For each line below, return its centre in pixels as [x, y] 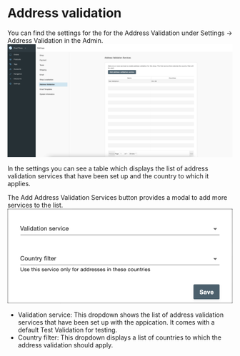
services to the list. [35, 205]
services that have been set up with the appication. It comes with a [116, 322]
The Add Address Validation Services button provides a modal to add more [117, 197]
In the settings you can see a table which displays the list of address [108, 168]
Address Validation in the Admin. [55, 40]
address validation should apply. [65, 345]
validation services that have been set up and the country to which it [108, 176]
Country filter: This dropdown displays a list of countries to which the [119, 337]
